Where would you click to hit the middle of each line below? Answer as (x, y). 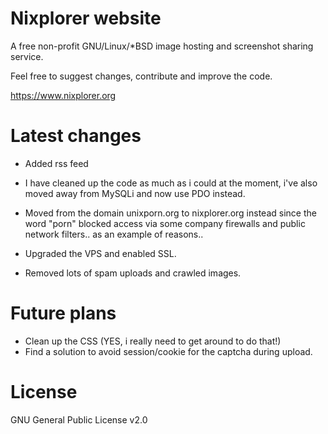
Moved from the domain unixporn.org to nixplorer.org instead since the (170, 213)
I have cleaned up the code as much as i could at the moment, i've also (171, 183)
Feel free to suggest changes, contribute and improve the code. (141, 76)
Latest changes (76, 136)
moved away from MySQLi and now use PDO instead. (135, 193)
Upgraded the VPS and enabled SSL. (100, 253)
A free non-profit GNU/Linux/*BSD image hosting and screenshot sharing (162, 46)
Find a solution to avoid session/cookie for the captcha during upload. (168, 351)
